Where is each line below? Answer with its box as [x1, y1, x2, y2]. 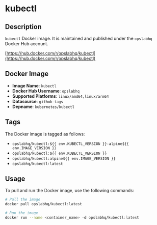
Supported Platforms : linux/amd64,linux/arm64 [12, 93, 109, 99]
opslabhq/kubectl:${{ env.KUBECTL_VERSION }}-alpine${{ [12, 141, 129, 146]
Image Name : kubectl [12, 83, 57, 88]
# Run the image [5, 211, 38, 216]
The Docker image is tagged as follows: [5, 131, 85, 137]
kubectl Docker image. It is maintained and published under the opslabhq [5, 35, 153, 41]
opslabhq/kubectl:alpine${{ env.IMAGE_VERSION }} [12, 156, 116, 161]
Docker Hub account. [5, 41, 48, 47]
